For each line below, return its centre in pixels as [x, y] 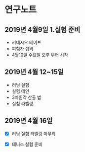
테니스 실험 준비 [27, 144]
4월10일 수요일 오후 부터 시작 [40, 55]
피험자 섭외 [22, 49]
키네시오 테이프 [26, 42]
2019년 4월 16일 [29, 121]
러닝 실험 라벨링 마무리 [34, 134]
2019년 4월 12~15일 [34, 72]
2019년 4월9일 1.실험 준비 [42, 30]
